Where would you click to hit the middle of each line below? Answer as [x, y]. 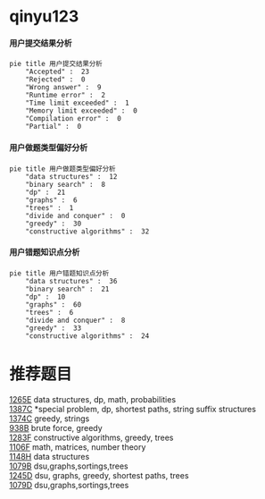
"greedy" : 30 [54, 224]
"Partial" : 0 [54, 127]
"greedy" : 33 [54, 328]
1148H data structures [50, 456]
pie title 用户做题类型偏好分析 [62, 169]
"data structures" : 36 [71, 281]
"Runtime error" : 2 [65, 96]
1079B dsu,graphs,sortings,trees [69, 466]
